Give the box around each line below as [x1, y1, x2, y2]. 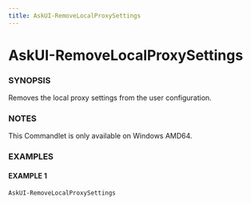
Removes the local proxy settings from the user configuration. [8, 93, 212, 102]
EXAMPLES [8, 151, 54, 163]
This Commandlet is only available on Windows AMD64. [8, 131, 193, 141]
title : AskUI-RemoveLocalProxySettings [8, 11, 141, 20]
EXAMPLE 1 [8, 171, 48, 180]
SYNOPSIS [8, 74, 51, 86]
